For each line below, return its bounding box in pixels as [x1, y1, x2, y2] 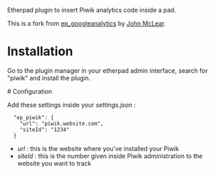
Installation [7, 44, 74, 60]
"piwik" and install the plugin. [7, 73, 91, 82]
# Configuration [7, 87, 52, 96]
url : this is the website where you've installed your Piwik [17, 144, 179, 153]
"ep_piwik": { [13, 114, 54, 121]
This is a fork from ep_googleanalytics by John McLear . [7, 19, 166, 27]
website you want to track [17, 159, 92, 167]
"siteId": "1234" [19, 126, 70, 133]
